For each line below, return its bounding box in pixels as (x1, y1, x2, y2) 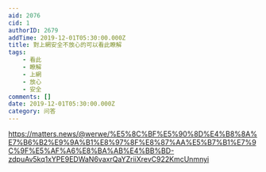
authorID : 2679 (8, 26, 59, 34)
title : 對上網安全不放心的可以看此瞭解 (8, 41, 122, 49)
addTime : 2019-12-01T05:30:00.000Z (8, 33, 126, 42)
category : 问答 (8, 108, 56, 116)
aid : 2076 (8, 11, 41, 20)
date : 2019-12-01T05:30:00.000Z (8, 100, 115, 108)
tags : (8, 48, 26, 56)
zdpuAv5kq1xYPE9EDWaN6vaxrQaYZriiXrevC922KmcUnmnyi (8, 155, 210, 163)
